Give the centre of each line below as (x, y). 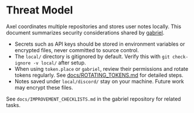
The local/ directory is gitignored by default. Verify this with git (92, 56)
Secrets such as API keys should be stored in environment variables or (100, 44)
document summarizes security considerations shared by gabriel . (85, 32)
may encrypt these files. (44, 87)
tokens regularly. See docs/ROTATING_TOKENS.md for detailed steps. (99, 75)
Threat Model (40, 10)
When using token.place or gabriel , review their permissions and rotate (101, 69)
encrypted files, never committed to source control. (76, 50)
